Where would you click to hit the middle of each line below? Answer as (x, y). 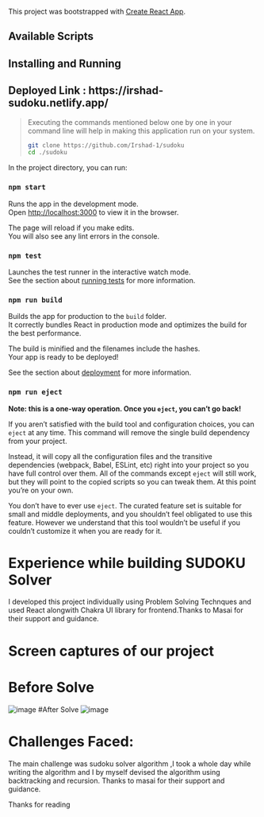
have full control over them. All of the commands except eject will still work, (132, 473)
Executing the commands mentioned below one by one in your (130, 122)
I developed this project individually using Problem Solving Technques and (130, 602)
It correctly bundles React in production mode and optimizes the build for (128, 325)
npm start (27, 187)
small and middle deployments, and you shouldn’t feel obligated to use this (130, 514)
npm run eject (35, 392)
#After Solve (59, 709)
